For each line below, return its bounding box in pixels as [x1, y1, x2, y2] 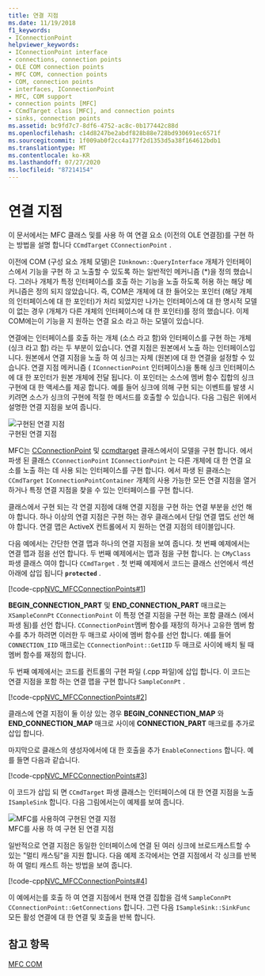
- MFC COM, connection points [8, 70, 108, 78]
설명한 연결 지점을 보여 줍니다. [8, 402, 101, 411]
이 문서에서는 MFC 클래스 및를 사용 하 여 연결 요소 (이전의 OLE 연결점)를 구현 [8, 230, 247, 240]
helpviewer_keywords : [8, 41, 80, 49]
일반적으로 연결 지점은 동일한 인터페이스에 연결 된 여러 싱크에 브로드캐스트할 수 [8, 840, 252, 850]
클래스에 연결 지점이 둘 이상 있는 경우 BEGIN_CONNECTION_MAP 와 [8, 709, 224, 718]
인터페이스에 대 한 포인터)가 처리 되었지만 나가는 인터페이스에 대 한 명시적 [16, 296, 243, 305]
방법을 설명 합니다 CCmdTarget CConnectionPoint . [16, 240, 172, 249]
